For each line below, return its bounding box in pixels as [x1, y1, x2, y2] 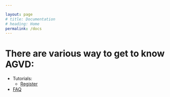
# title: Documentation [5, 16, 56, 22]
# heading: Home [5, 21, 40, 26]
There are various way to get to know [5, 48, 165, 59]
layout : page [5, 12, 33, 17]
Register [20, 81, 38, 87]
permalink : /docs [5, 26, 42, 31]
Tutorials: [12, 76, 32, 82]
